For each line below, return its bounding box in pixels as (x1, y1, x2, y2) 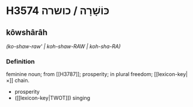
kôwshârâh (6, 27, 48, 37)
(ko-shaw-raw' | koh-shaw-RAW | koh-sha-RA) (6, 43, 121, 50)
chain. (14, 77, 30, 84)
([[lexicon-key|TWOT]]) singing (14, 95, 91, 102)
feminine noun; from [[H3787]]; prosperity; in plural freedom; (6, 71, 153, 78)
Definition (6, 57, 35, 65)
